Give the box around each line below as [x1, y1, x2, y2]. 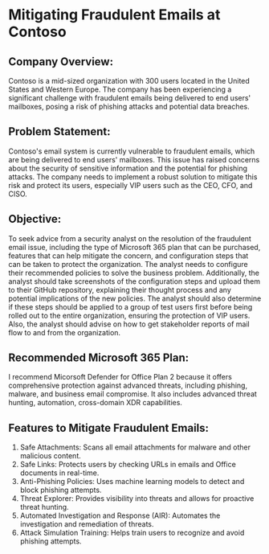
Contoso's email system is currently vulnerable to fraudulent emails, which [8, 146, 255, 156]
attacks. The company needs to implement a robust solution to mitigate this [8, 171, 258, 182]
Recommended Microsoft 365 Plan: [8, 351, 190, 365]
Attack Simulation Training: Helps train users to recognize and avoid [19, 528, 245, 538]
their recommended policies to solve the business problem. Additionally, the [8, 268, 259, 277]
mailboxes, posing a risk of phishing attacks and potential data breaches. [8, 102, 251, 111]
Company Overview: [8, 55, 114, 68]
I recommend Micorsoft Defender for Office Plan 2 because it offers [8, 372, 233, 382]
